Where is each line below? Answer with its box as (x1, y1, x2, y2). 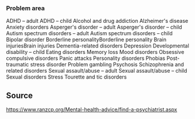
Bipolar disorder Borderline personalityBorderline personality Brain (6, 36, 167, 43)
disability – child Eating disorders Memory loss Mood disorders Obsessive (6, 49, 184, 56)
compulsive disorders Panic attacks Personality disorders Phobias (6, 55, 166, 62)
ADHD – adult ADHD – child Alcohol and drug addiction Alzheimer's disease (6, 18, 189, 25)
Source (6, 90, 33, 100)
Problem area (6, 4, 45, 12)
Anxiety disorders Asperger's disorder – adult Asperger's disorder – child (6, 23, 183, 30)
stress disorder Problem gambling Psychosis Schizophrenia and (30, 61, 184, 68)
